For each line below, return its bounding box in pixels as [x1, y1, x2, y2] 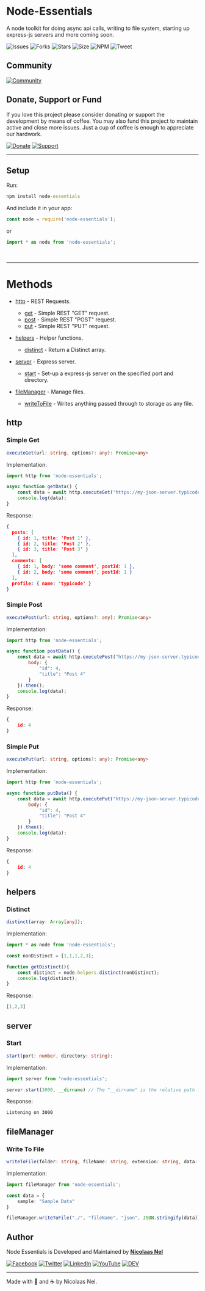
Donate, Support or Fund [6, 95, 102, 105]
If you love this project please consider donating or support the [6, 111, 165, 118]
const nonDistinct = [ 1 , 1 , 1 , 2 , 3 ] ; [6, 953, 95, 959]
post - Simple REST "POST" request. [24, 316, 117, 323]
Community [6, 60, 52, 71]
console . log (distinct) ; [17, 975, 78, 981]
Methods [6, 277, 53, 291]
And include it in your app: [6, 205, 73, 212]
